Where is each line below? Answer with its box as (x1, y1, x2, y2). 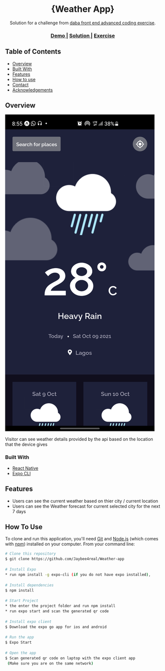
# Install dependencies (5, 582, 54, 587)
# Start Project (5, 598, 38, 603)
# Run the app (5, 635, 34, 640)
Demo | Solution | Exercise (50, 32, 115, 39)
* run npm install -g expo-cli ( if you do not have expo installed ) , (5, 572, 151, 577)
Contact (12, 82, 29, 88)
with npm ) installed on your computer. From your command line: (5, 541, 135, 547)
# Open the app (5, 651, 36, 656)
